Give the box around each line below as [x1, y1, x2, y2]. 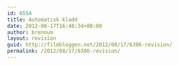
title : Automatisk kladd [7, 16, 78, 23]
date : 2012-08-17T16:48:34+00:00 [7, 22, 102, 29]
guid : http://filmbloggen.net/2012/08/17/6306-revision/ [7, 41, 173, 48]
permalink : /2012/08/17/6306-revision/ [7, 48, 121, 55]
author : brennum [7, 28, 53, 36]
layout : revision [7, 35, 57, 42]
